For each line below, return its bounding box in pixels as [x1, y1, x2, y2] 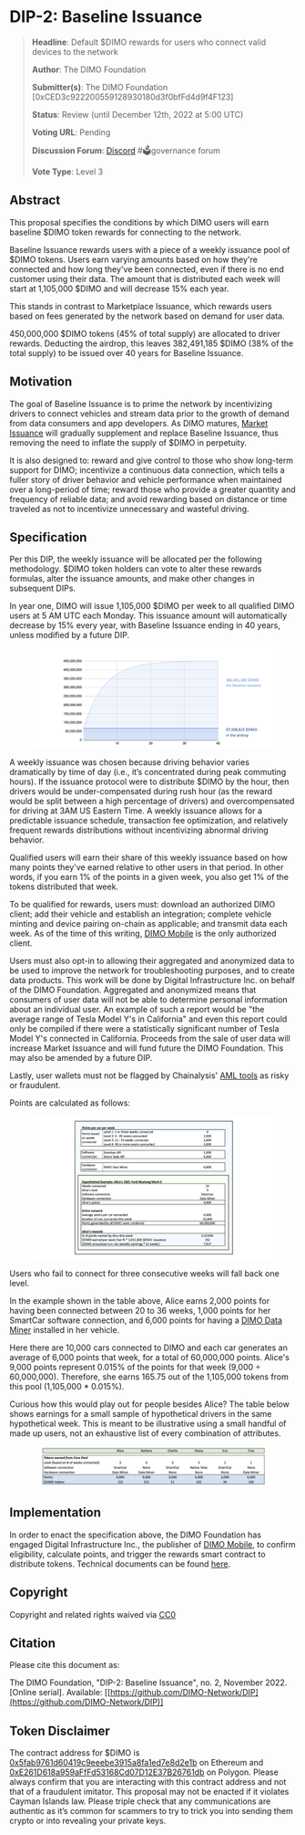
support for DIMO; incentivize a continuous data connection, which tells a [9, 464, 285, 476]
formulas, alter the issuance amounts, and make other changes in [9, 573, 255, 584]
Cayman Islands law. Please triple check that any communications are [9, 1796, 271, 1807]
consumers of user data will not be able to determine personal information [9, 993, 289, 1005]
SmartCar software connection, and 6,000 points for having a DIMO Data [9, 1315, 283, 1326]
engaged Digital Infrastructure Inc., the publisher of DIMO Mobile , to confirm [9, 1538, 296, 1549]
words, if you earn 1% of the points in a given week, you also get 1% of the [9, 871, 290, 882]
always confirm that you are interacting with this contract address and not [9, 1777, 287, 1788]
